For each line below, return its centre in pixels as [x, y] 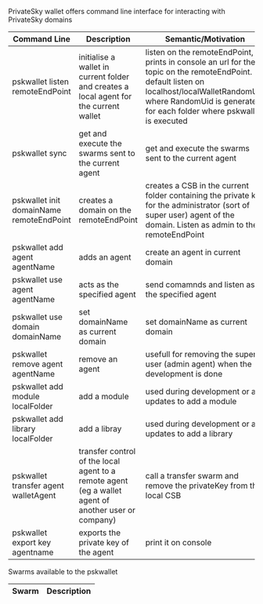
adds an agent [105, 257]
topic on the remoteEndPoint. [199, 72]
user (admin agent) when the [198, 364]
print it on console [178, 542]
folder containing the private [197, 195]
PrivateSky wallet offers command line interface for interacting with [117, 11]
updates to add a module [191, 401]
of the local [99, 461]
